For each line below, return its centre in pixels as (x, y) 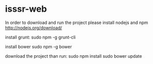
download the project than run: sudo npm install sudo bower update (74, 56)
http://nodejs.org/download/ (34, 27)
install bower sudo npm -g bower (38, 46)
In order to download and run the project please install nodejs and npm (77, 22)
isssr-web (26, 9)
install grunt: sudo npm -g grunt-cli (40, 37)
